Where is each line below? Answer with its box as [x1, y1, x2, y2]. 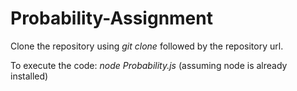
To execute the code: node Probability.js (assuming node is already [10, 59, 288, 71]
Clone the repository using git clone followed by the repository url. [10, 40, 284, 52]
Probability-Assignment [10, 7, 213, 30]
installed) [10, 70, 49, 82]
